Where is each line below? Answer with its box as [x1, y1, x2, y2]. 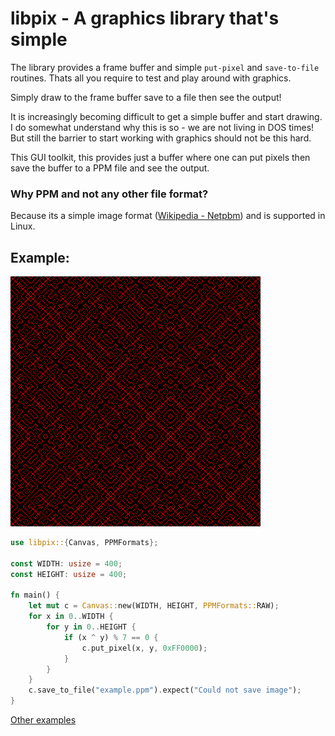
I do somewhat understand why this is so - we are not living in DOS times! [10, 121, 315, 133]
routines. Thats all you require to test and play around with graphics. [10, 72, 292, 84]
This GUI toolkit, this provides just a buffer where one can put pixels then [10, 151, 311, 163]
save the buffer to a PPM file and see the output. [10, 162, 210, 174]
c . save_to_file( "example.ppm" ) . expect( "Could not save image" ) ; [28, 685, 302, 696]
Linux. [10, 220, 36, 232]
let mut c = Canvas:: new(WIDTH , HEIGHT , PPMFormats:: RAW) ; [28, 601, 280, 611]
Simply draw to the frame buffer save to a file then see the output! [10, 91, 282, 103]
